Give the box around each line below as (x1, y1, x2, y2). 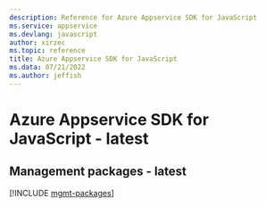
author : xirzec (9, 37, 66, 47)
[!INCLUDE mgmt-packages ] (9, 187, 114, 198)
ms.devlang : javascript (9, 29, 98, 38)
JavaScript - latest (9, 128, 149, 148)
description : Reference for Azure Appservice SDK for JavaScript (9, 12, 257, 22)
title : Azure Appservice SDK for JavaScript (9, 54, 178, 63)
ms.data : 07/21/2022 (9, 63, 87, 72)
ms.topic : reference (9, 46, 87, 55)
